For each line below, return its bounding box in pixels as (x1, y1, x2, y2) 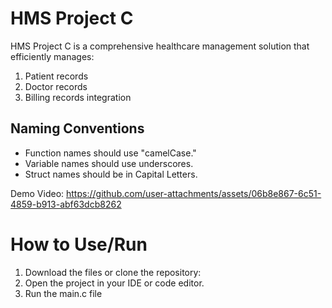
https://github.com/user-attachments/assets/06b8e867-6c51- (66, 187, 322, 199)
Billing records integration (24, 91, 132, 103)
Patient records (24, 70, 89, 82)
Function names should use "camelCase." (24, 147, 197, 159)
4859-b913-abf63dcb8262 (10, 198, 122, 210)
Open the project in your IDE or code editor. (24, 277, 205, 289)
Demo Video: (10, 187, 65, 199)
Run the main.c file (24, 287, 103, 299)
